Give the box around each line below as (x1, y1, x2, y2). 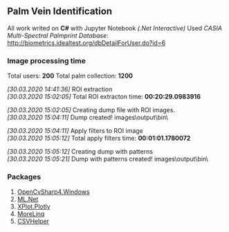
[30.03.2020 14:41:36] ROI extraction (7, 85, 113, 93)
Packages (7, 172, 42, 182)
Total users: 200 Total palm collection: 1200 (7, 72, 134, 80)
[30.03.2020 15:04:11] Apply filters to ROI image (7, 127, 144, 135)
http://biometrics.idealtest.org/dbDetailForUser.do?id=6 (7, 38, 166, 47)
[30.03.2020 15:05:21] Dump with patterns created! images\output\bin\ (7, 155, 209, 163)
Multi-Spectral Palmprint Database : (7, 31, 109, 39)
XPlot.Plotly (17, 202, 51, 211)
